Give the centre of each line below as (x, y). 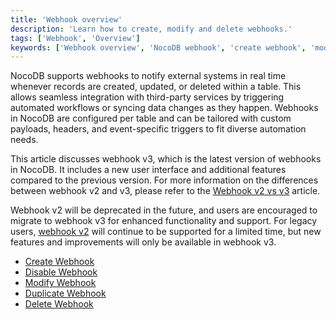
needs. (24, 140)
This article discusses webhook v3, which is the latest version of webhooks (166, 159)
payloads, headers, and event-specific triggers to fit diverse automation (158, 129)
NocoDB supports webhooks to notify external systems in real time (148, 76)
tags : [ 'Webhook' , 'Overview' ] (75, 38)
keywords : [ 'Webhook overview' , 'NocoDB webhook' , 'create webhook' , (158, 47)
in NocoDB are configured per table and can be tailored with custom (151, 118)
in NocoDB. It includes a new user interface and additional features (148, 170)
